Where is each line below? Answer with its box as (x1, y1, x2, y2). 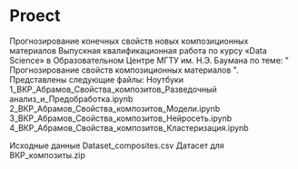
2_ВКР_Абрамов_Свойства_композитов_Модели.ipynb (9, 103, 221, 114)
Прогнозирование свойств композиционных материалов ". (9, 65, 239, 75)
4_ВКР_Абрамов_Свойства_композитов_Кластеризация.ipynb (9, 122, 249, 133)
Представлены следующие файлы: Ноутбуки (9, 74, 184, 84)
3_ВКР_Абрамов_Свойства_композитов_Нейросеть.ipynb (9, 113, 233, 124)
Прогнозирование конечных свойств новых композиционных (9, 35, 249, 46)
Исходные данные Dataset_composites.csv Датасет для (9, 140, 224, 151)
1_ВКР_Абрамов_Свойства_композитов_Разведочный (9, 84, 218, 94)
